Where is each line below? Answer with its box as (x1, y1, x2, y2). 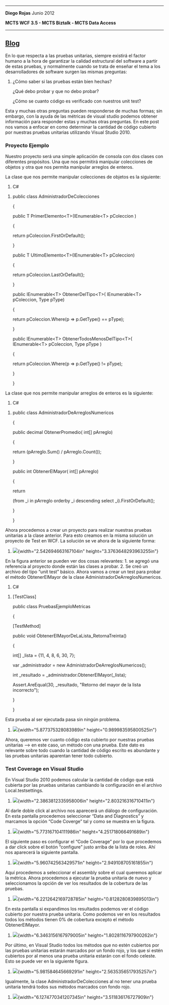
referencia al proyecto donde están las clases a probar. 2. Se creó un (5, 564, 148, 570)
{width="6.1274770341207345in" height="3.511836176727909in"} (17, 994, 154, 1000)
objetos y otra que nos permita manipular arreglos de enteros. (5, 164, 134, 170)
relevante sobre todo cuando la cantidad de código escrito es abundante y (5, 747, 160, 753)
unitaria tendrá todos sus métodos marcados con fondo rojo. (5, 984, 131, 990)
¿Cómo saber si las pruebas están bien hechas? (12, 78, 112, 84)
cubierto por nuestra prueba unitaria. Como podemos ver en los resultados (5, 911, 161, 917)
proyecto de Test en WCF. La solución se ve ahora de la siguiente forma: (5, 538, 156, 544)
